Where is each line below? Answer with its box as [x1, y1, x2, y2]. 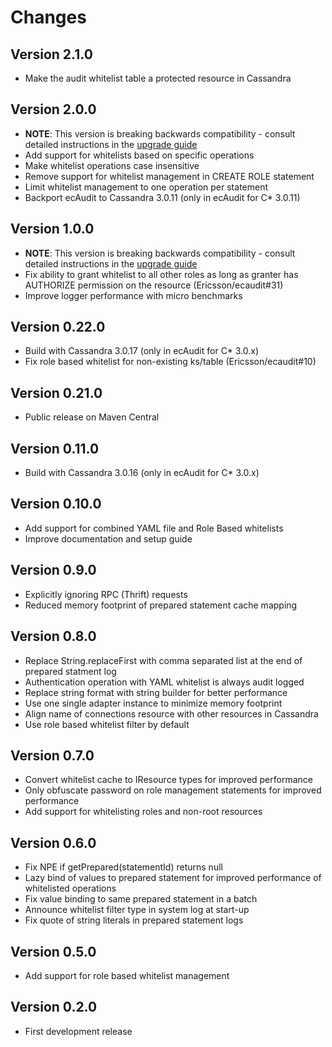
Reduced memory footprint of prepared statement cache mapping [24, 599, 298, 611]
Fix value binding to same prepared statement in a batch [24, 893, 258, 905]
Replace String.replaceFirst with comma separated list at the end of [24, 654, 303, 666]
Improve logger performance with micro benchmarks [24, 289, 243, 301]
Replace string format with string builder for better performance [24, 686, 288, 698]
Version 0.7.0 [10, 747, 95, 764]
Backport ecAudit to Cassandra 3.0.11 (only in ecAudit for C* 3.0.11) [24, 191, 301, 203]
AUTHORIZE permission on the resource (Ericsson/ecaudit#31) [24, 279, 284, 291]
